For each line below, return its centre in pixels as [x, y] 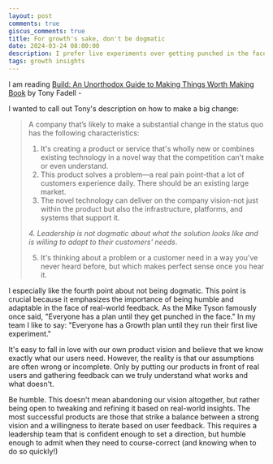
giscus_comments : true [47, 31]
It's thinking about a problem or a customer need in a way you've [149, 257]
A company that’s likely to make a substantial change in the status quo [146, 124]
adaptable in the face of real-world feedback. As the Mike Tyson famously [133, 307]
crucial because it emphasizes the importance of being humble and [121, 299]
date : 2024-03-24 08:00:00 [54, 46]
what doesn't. [31, 384]
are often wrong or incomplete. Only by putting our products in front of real [134, 367]
